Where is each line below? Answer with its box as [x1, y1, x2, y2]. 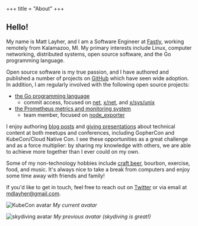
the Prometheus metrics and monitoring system [14, 105, 132, 112]
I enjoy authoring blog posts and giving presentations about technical [6, 123, 175, 130]
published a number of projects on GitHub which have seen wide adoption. [6, 74, 189, 82]
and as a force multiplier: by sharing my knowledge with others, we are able [6, 142, 191, 149]
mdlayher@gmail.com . [6, 190, 61, 197]
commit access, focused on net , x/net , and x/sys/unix [23, 98, 155, 106]
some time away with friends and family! [6, 172, 105, 179]
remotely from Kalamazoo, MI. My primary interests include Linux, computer [6, 44, 192, 51]
